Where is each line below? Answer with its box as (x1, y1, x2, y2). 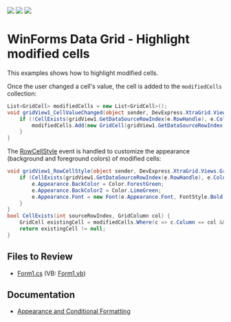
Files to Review (7, 251, 74, 263)
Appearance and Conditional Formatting (16, 307, 131, 316)
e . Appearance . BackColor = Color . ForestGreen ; (32, 180, 165, 187)
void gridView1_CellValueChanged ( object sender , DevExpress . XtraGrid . (7, 109, 214, 116)
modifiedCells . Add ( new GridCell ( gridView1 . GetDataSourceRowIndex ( (32, 122, 226, 129)
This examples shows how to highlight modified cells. (7, 69, 159, 77)
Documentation (7, 289, 76, 301)
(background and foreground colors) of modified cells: (7, 155, 162, 163)
